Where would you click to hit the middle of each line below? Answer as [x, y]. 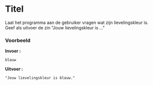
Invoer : [13, 51]
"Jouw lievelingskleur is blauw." [40, 78]
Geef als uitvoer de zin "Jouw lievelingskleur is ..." [55, 27]
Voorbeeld [18, 40]
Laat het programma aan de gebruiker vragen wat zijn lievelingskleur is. [77, 22]
